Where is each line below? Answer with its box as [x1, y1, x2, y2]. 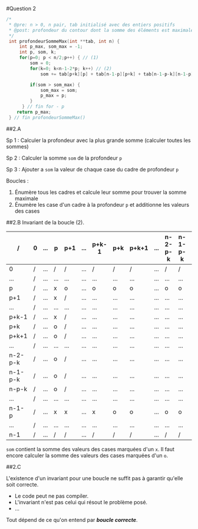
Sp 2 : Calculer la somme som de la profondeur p [6, 154, 123, 161]
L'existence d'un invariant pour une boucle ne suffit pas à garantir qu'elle [6, 474, 183, 482]
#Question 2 [6, 5, 37, 12]
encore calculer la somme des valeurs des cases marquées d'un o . [6, 452, 169, 459]
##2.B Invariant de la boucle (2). [6, 219, 84, 226]
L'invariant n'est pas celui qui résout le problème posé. [14, 498, 148, 505]
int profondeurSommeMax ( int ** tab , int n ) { [8, 38, 120, 44]
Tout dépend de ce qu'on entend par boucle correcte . [6, 516, 138, 523]
